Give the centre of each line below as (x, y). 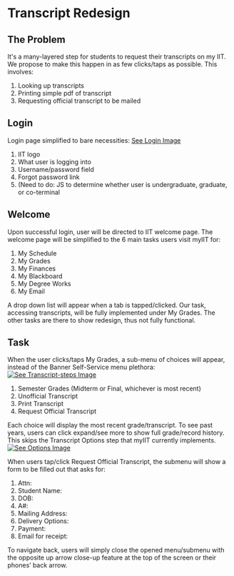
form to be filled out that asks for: (56, 470)
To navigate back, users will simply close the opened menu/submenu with (116, 550)
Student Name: (40, 491)
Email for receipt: (43, 536)
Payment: (32, 529)
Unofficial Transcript (48, 396)
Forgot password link (49, 177)
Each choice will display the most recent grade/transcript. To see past (110, 425)
